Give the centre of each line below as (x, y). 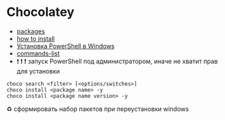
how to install (35, 38)
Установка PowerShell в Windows (66, 46)
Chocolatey (40, 12)
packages (31, 31)
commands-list (38, 53)
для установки (38, 71)
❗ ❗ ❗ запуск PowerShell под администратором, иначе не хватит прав (117, 61)
